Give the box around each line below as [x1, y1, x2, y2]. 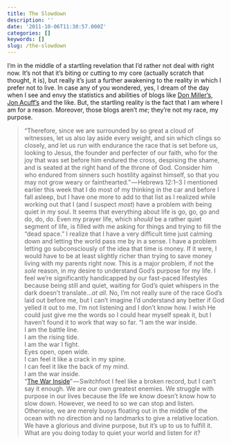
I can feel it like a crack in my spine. [24, 355, 127, 363]
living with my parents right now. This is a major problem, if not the [24, 259, 214, 267]
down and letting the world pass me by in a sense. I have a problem [24, 237, 216, 245]
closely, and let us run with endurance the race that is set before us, [24, 142, 219, 149]
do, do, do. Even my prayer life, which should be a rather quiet [24, 215, 202, 223]
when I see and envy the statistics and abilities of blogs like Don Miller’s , [7, 91, 213, 99]
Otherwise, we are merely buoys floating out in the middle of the [24, 407, 207, 415]
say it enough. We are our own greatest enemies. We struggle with [24, 384, 214, 393]
